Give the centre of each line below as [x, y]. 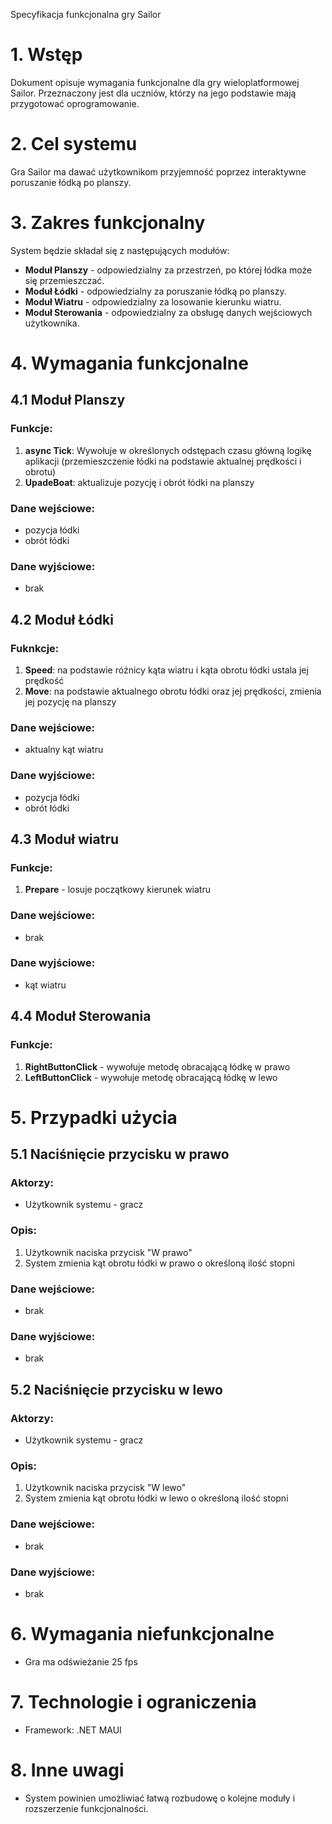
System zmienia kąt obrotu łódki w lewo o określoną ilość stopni [156, 1498]
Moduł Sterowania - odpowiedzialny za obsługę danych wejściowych [168, 312]
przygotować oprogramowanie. [75, 103]
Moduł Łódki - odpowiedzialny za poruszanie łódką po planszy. [155, 291]
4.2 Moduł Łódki [62, 619]
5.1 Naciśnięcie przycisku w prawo [120, 1154]
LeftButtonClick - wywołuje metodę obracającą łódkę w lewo [151, 1077]
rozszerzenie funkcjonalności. [86, 1808]
